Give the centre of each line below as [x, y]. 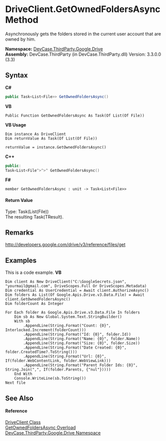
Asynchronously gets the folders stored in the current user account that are [83, 34]
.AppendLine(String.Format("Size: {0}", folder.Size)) [82, 343]
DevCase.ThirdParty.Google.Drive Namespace [53, 432]
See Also [19, 398]
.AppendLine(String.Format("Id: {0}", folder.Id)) [77, 335]
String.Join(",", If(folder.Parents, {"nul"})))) [58, 370]
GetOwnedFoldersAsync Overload [41, 427]
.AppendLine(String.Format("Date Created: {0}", [75, 348]
